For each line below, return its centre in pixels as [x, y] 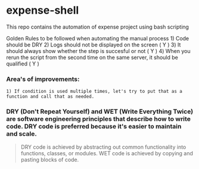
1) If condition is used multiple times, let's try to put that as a [94, 92]
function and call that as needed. [50, 97]
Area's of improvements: [43, 79]
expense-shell [43, 10]
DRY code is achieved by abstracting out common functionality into [103, 147]
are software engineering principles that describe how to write [98, 119]
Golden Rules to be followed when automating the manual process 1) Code [98, 38]
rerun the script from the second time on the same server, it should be [92, 57]
